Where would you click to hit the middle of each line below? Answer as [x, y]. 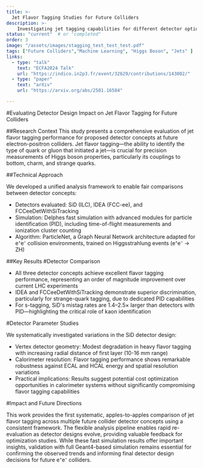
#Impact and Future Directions [44, 403]
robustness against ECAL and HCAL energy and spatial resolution [96, 365]
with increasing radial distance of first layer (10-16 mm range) [91, 353]
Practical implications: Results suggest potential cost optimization [97, 379]
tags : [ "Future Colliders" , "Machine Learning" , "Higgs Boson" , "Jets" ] [100, 51]
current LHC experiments [47, 286]
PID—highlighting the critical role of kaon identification [83, 311]
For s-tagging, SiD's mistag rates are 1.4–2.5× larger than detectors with [105, 305]
